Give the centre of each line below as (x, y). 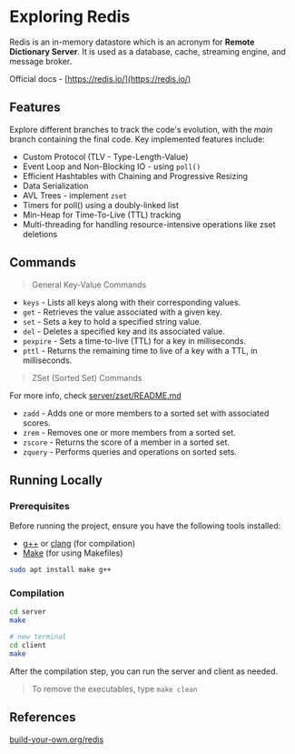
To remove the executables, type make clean (114, 689)
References (43, 717)
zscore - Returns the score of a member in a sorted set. (126, 442)
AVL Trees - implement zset (74, 195)
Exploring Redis (70, 17)
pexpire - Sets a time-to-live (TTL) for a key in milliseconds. (134, 341)
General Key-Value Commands (89, 285)
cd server (28, 612)
